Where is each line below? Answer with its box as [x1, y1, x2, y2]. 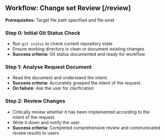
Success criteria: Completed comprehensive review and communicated [12, 125, 161, 131]
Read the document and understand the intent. [12, 75, 108, 81]
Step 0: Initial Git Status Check [5, 29, 81, 36]
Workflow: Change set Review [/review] [5, 4, 131, 12]
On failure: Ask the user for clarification [12, 85, 94, 91]
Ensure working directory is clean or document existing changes [12, 46, 145, 52]
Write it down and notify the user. [12, 119, 81, 125]
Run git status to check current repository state [12, 41, 113, 47]
